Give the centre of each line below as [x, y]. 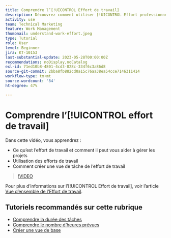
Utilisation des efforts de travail [45, 161]
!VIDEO [25, 176]
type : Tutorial [21, 39]
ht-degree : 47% [21, 85]
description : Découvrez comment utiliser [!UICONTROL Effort [72, 15]
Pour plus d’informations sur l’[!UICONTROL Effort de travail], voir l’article [82, 186]
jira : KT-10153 [21, 52]
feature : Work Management [33, 29]
